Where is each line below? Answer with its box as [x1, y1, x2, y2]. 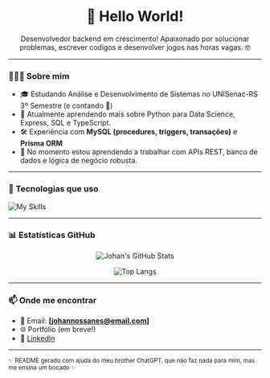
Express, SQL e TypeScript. [19, 118, 111, 128]
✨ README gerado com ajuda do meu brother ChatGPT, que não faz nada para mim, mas [8, 357, 256, 365]
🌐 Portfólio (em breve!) [19, 325, 96, 335]
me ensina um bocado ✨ [8, 364, 76, 372]
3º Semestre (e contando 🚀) [19, 101, 113, 111]
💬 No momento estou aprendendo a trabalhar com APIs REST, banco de [19, 147, 259, 157]
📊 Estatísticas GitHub [8, 229, 96, 240]
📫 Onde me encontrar [8, 294, 97, 306]
